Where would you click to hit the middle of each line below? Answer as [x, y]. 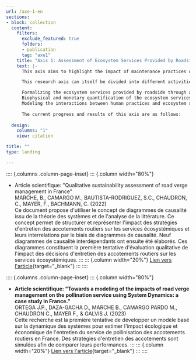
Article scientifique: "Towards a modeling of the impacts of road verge [102, 289]
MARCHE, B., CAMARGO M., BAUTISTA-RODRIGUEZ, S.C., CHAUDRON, [101, 197]
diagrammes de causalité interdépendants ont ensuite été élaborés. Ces [101, 241]
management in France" [43, 191]
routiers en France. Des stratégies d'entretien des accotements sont [96, 338]
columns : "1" [32, 131]
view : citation [35, 136]
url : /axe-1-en [24, 11]
